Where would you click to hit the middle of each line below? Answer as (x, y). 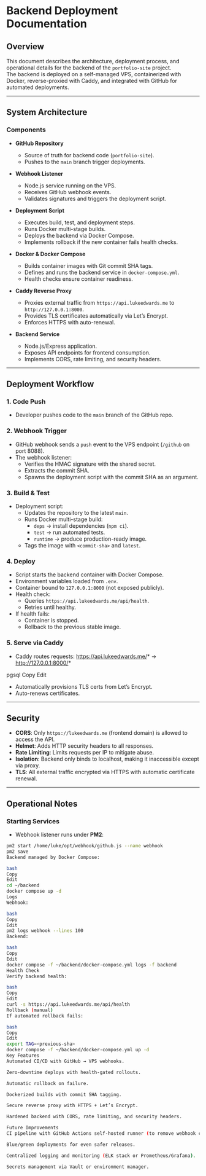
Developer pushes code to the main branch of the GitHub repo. (94, 415)
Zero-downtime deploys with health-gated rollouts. (74, 1072)
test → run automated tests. (69, 532)
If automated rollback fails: (45, 1016)
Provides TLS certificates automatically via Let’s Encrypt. (96, 316)
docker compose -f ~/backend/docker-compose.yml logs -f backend (91, 965)
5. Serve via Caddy (35, 643)
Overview (25, 46)
